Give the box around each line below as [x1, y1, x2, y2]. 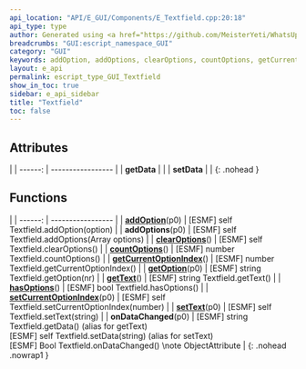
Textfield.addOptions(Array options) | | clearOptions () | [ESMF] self [9, 234, 263, 244]
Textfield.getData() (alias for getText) [9, 320, 148, 332]
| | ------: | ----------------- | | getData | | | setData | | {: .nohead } [9, 165, 260, 175]
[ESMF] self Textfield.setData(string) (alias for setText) [9, 330, 214, 341]
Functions [9, 190, 68, 205]
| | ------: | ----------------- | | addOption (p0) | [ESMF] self [9, 214, 233, 225]
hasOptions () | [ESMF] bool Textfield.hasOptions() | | [9, 282, 209, 293]
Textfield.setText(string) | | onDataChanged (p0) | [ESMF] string [9, 311, 249, 322]
